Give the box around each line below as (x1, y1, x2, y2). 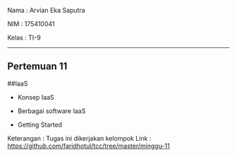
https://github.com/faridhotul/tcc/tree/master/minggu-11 (7, 141, 171, 150)
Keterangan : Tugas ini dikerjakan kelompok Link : (7, 134, 152, 142)
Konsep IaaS (17, 93, 54, 101)
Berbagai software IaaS (17, 106, 86, 115)
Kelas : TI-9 (7, 33, 41, 42)
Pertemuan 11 (7, 60, 68, 73)
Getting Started (17, 120, 62, 129)
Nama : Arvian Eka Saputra (7, 6, 86, 14)
